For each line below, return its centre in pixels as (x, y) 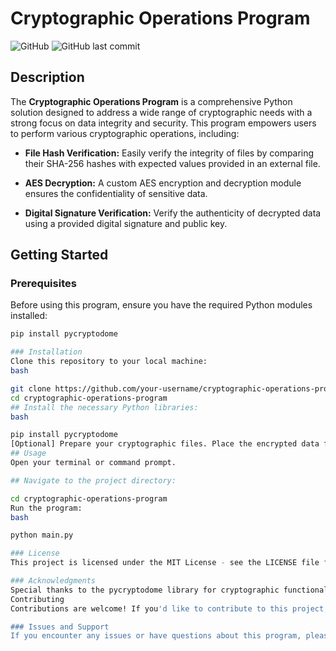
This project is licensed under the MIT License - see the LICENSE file (165, 563)
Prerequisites (43, 284)
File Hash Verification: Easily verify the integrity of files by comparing (169, 153)
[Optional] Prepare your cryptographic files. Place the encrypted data (165, 444)
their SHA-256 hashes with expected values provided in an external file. (172, 163)
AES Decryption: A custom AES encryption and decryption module (163, 183)
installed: (29, 316)
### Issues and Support (60, 627)
